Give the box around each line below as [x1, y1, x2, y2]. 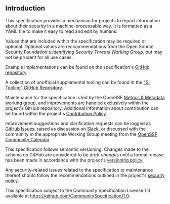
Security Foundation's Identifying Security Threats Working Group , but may [5, 49, 163, 55]
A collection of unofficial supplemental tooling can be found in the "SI [5, 79, 150, 85]
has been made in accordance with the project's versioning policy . [5, 157, 144, 163]
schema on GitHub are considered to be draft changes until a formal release [5, 151, 164, 157]
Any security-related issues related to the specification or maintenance [5, 167, 153, 173]
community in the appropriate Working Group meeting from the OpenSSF [5, 131, 158, 137]
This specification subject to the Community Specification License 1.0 [5, 187, 151, 193]
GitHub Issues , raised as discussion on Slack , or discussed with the [5, 126, 146, 132]
